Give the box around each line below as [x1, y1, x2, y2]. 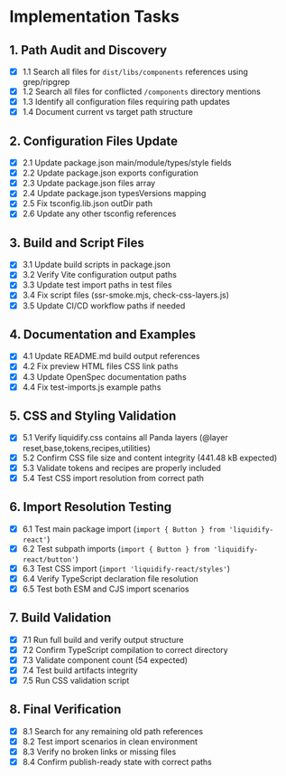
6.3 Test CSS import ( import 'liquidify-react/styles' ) [22, 563, 231, 573]
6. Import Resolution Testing [9, 499, 172, 515]
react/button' [22, 554, 76, 564]
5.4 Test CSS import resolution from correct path [22, 472, 205, 483]
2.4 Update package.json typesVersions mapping [22, 188, 207, 199]
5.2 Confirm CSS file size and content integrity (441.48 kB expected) [22, 452, 278, 463]
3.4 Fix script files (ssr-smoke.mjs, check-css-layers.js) [22, 289, 230, 300]
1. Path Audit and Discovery [9, 43, 168, 58]
